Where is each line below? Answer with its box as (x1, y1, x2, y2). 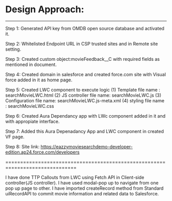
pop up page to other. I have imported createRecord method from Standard (5, 185, 164, 191)
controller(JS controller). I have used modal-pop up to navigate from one (5, 180, 159, 186)
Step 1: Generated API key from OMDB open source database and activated (5, 25, 165, 31)
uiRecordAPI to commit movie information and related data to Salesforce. (5, 190, 159, 196)
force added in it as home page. (5, 77, 73, 83)
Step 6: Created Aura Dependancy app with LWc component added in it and (5, 113, 166, 119)
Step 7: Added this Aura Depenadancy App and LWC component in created (5, 128, 164, 134)
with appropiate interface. (5, 118, 60, 124)
